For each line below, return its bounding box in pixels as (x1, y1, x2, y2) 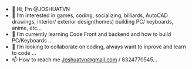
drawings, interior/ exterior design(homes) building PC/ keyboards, (11, 18, 174, 25)
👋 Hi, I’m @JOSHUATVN (11, 6, 70, 12)
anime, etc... (11, 24, 42, 31)
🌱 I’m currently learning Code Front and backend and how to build (11, 31, 171, 38)
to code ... (11, 50, 36, 56)
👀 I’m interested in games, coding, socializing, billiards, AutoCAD (11, 12, 169, 19)
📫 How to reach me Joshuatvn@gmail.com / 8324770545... (11, 56, 157, 63)
